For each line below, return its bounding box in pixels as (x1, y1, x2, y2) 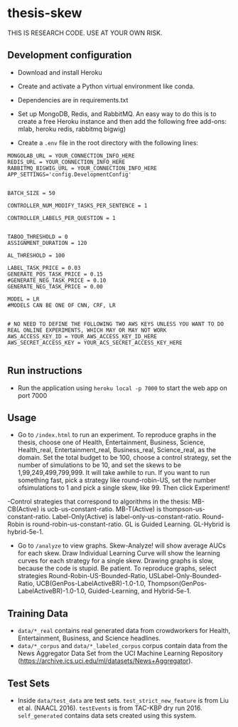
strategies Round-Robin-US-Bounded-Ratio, (17, 572, 148, 580)
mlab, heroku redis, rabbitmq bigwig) (17, 125, 126, 133)
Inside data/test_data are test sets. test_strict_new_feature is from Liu (17, 696, 229, 704)
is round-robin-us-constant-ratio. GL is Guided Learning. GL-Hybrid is (26, 520, 231, 528)
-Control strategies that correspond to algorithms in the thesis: (7, 497, 190, 506)
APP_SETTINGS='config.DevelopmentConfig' (7, 171, 132, 178)
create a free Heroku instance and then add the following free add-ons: (17, 117, 227, 125)
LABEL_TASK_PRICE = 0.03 (7, 264, 81, 271)
